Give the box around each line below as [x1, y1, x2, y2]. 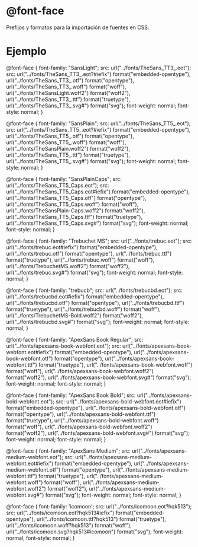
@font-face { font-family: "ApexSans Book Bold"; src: [6, 392, 136, 399]
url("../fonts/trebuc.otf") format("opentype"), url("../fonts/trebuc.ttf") [6, 250, 172, 257]
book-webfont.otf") [6, 355, 53, 362]
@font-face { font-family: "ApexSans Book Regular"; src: [6, 336, 144, 343]
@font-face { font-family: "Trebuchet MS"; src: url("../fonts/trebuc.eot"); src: [6, 237, 192, 244]
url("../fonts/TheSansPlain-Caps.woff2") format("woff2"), [6, 206, 145, 214]
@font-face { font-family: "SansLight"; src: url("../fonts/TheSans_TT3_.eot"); [6, 64, 191, 71]
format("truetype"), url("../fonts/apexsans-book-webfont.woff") [38, 361, 193, 368]
